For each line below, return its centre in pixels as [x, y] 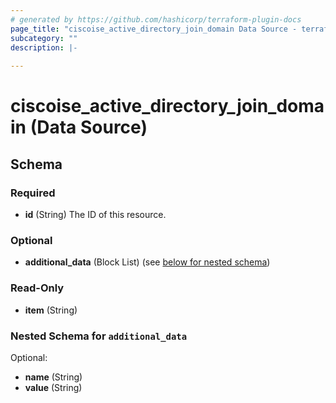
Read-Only [37, 288]
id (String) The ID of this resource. [95, 214]
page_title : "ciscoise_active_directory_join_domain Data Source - [154, 29]
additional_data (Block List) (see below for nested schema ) [147, 262]
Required [33, 193]
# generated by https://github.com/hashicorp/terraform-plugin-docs [156, 19]
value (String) [53, 387]
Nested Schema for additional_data [99, 336]
